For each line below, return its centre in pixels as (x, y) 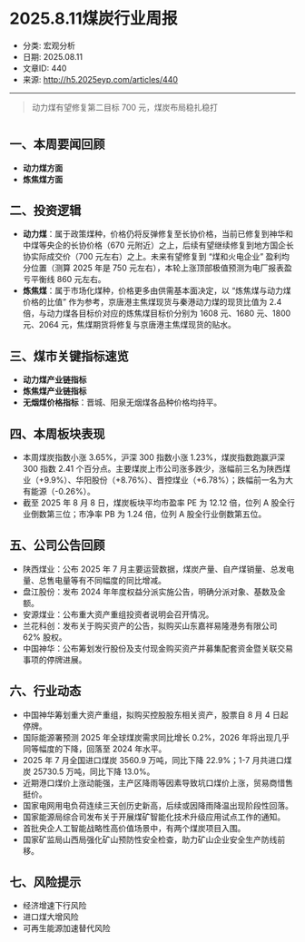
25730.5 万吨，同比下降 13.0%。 (94, 771)
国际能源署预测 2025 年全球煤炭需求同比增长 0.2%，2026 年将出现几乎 (156, 737)
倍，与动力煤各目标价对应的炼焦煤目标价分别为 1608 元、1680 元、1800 (157, 313)
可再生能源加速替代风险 (66, 928)
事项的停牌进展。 (54, 660)
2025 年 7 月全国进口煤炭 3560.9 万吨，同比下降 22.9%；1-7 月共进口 (153, 760)
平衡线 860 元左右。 (68, 280)
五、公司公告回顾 (57, 545)
